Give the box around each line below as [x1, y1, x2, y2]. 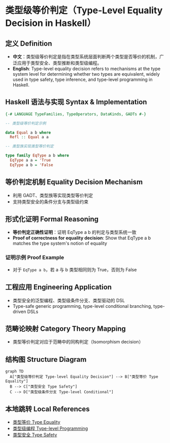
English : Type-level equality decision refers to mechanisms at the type [12, 66, 161, 72]
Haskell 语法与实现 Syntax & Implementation [5, 98, 147, 107]
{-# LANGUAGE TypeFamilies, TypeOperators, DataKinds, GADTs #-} [5, 111, 146, 117]
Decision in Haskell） [5, 17, 96, 29]
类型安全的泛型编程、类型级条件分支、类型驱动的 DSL [12, 297, 125, 303]
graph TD [5, 369, 24, 374]
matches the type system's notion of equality [12, 240, 108, 246]
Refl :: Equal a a [10, 135, 49, 140]
